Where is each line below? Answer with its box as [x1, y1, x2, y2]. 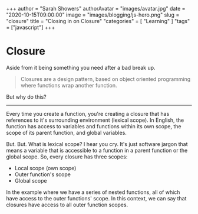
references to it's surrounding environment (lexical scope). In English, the [6, 116, 184, 124]
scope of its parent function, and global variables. [6, 129, 127, 136]
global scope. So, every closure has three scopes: [6, 153, 128, 160]
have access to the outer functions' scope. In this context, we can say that [6, 194, 187, 202]
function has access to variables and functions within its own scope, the [6, 122, 181, 129]
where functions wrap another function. [20, 82, 117, 89]
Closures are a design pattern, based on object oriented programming [20, 75, 191, 82]
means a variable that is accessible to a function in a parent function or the [6, 147, 188, 154]
